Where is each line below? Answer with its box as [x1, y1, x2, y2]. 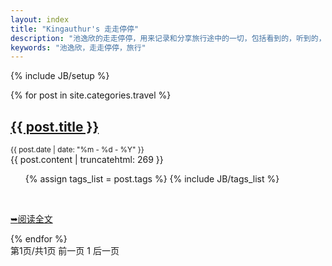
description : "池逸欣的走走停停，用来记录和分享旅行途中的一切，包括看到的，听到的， [10, 33, 327, 43]
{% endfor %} [10, 233, 68, 245]
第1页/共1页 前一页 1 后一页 [10, 245, 120, 257]
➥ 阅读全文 [10, 213, 53, 225]
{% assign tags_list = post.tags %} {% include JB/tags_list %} [24, 173, 280, 185]
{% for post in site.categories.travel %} [10, 89, 172, 101]
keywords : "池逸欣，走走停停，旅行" [10, 42, 147, 53]
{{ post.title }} [10, 118, 100, 135]
